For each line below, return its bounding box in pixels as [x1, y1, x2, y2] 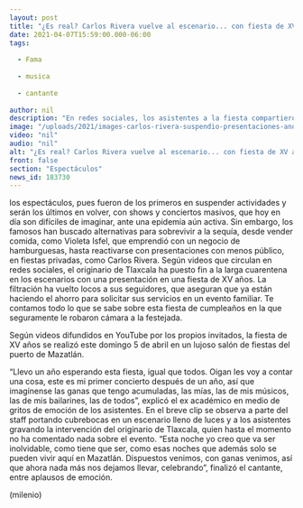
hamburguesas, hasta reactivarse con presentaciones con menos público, [9, 245, 285, 256]
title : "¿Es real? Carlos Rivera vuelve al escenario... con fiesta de [9, 22, 284, 31]
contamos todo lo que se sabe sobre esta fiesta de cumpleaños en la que [9, 303, 282, 314]
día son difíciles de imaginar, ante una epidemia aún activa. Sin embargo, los [9, 217, 294, 227]
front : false [9, 155, 59, 165]
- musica [17, 72, 50, 81]
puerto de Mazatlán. [9, 349, 85, 360]
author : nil [9, 106, 54, 115]
